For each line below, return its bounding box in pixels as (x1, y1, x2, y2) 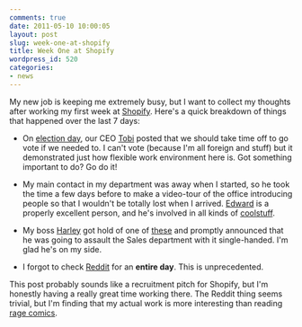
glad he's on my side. (22, 243, 102, 254)
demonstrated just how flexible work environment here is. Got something (22, 152, 292, 163)
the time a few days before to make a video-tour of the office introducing (22, 188, 293, 199)
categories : (9, 64, 54, 73)
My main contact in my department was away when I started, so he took (22, 179, 290, 190)
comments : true (9, 13, 67, 22)
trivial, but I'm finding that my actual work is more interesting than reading (9, 297, 283, 308)
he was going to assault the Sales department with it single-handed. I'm (22, 234, 289, 245)
